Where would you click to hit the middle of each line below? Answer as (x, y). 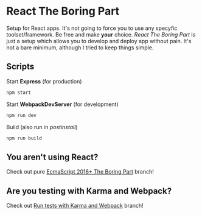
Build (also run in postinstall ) (42, 127)
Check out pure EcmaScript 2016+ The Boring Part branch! (80, 172)
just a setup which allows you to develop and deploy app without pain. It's (99, 41)
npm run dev (21, 115)
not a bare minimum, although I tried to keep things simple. (80, 48)
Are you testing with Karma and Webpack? (89, 191)
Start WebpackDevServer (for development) (62, 104)
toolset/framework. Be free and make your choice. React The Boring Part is (101, 34)
